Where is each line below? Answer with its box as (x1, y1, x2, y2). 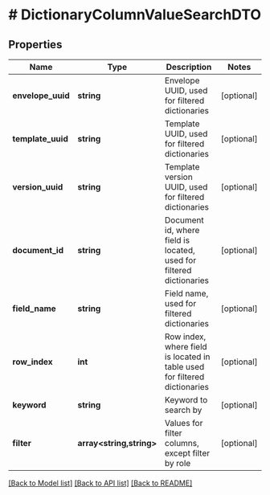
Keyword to (164, 395, 208, 405)
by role (164, 458, 191, 468)
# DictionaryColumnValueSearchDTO (8, 6, 262, 24)
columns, (164, 438, 199, 448)
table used (164, 362, 205, 372)
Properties (8, 38, 63, 51)
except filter (164, 448, 211, 459)
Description (166, 62, 212, 72)
